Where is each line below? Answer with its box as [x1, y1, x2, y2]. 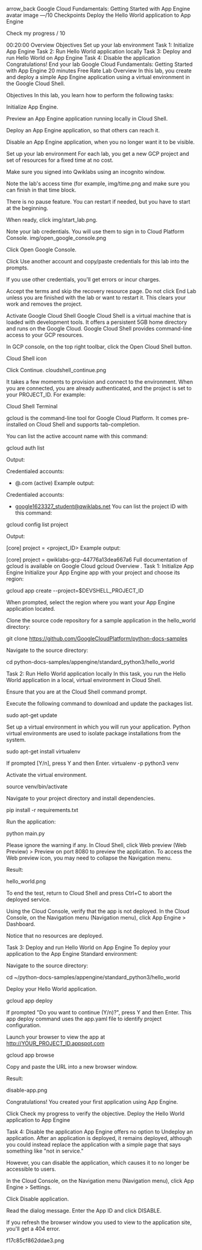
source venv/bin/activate [6, 783, 68, 790]
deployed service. [6, 896, 51, 903]
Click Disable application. [6, 1196, 69, 1202]
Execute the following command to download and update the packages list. [6, 700, 193, 707]
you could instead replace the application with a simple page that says [6, 1141, 181, 1148]
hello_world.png [6, 878, 46, 884]
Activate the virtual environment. [6, 772, 87, 778]
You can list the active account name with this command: [6, 433, 148, 440]
